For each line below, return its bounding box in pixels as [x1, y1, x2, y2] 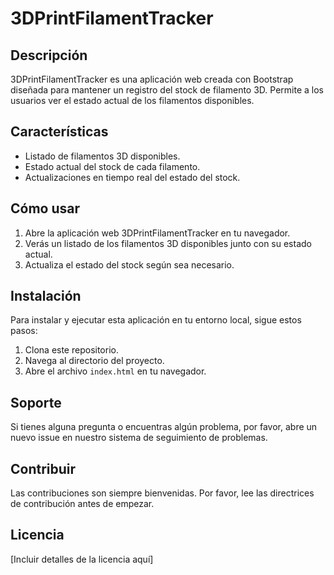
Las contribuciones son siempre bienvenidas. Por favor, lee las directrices [10, 487, 315, 499]
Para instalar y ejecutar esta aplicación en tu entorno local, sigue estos [10, 314, 302, 326]
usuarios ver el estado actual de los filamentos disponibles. [10, 95, 255, 106]
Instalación [10, 288, 82, 305]
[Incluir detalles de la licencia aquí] [10, 553, 154, 565]
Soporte [10, 394, 62, 411]
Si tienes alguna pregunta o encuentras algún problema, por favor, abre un [10, 421, 318, 433]
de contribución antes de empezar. [10, 498, 155, 510]
